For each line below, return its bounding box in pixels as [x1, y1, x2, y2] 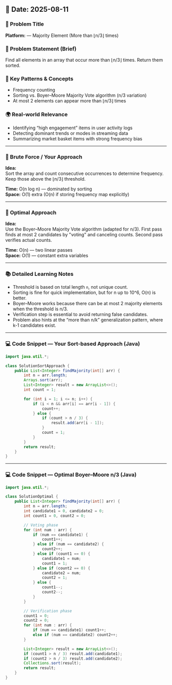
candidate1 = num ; [41, 556, 81, 561]
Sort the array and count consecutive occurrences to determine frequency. [5, 170, 164, 177]
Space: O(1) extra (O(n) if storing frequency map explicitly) [5, 191, 130, 197]
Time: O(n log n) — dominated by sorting [5, 186, 92, 192]
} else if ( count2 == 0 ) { [32, 566, 91, 571]
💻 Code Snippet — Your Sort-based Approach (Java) [5, 340, 140, 347]
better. [12, 295, 27, 301]
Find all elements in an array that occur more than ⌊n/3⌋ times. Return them [5, 57, 163, 63]
